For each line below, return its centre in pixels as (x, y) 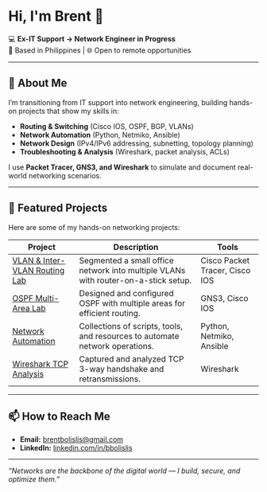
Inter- (54, 260)
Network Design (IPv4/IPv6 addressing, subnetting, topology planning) (137, 143)
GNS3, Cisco (224, 298)
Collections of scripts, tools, (131, 326)
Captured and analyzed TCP (132, 359)
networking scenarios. (65, 175)
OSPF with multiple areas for (132, 303)
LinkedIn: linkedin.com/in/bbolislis (76, 448)
